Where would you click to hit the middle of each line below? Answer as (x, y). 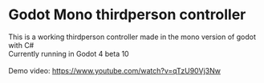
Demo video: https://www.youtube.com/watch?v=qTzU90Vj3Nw (114, 70)
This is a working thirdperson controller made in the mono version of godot (132, 37)
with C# (21, 45)
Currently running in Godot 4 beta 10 (69, 53)
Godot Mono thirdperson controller (127, 15)
